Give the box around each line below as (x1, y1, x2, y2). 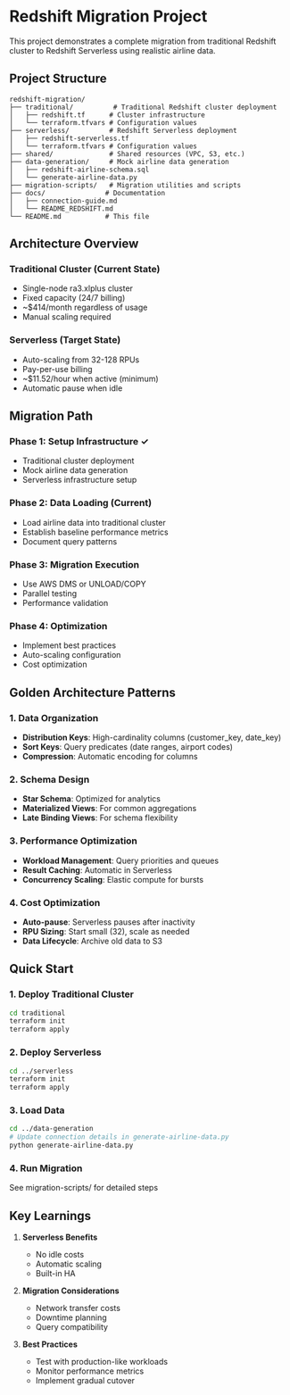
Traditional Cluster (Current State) (9, 263, 161, 276)
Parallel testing (21, 588, 78, 599)
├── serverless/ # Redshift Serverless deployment (9, 126, 238, 135)
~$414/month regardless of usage (21, 302, 148, 313)
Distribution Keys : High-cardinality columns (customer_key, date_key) (21, 732, 282, 743)
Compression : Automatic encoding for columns (21, 751, 198, 761)
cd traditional (9, 1009, 66, 1017)
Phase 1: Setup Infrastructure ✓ (9, 436, 149, 448)
